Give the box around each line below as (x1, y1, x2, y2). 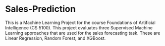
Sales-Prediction (5, 3, 76, 15)
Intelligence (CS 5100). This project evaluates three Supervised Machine (5, 24, 153, 30)
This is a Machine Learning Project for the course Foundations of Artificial (5, 20, 156, 25)
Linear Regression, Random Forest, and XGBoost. (5, 35, 106, 41)
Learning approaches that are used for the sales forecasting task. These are (5, 30, 161, 36)
